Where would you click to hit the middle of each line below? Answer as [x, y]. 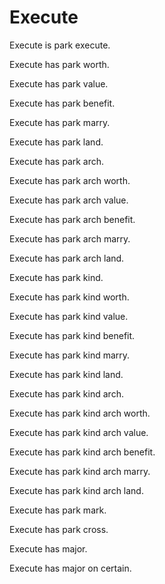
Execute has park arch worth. [70, 180]
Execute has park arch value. [69, 200]
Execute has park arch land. [67, 258]
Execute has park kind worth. [69, 297]
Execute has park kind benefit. [72, 335]
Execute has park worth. [59, 64]
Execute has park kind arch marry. [80, 471]
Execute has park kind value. [69, 316]
